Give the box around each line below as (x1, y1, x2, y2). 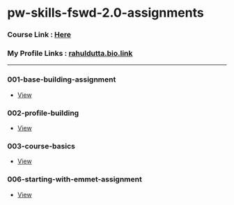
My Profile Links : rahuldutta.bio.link (7, 49, 133, 59)
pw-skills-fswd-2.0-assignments (7, 5, 204, 21)
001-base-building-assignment (7, 75, 116, 84)
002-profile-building (7, 108, 79, 118)
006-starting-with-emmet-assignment (7, 174, 143, 184)
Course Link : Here (7, 30, 72, 40)
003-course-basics (7, 141, 75, 151)
